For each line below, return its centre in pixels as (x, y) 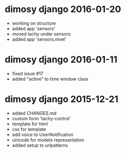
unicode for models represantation (48, 140)
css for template (29, 129)
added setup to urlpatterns (40, 145)
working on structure (34, 23)
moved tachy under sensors (41, 34)
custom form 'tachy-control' (41, 118)
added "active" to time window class (50, 79)
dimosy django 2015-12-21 (61, 99)
